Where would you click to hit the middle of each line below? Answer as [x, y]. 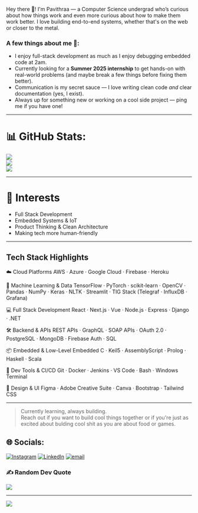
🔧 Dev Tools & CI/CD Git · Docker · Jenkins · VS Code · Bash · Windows [92, 370]
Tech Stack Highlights [47, 257]
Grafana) [17, 298]
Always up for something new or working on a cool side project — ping [101, 100]
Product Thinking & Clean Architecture [61, 227]
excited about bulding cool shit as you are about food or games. [98, 424]
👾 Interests [33, 198]
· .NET [14, 318]
